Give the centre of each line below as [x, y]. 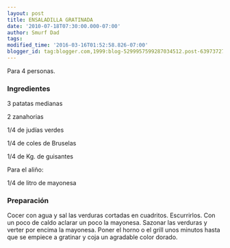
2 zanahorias [25, 117]
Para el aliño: [25, 170]
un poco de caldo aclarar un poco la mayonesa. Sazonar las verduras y [107, 223]
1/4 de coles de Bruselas [42, 143]
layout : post [26, 13]
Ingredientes [29, 88]
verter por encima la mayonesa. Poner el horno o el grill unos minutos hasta [114, 230]
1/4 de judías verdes [36, 130]
